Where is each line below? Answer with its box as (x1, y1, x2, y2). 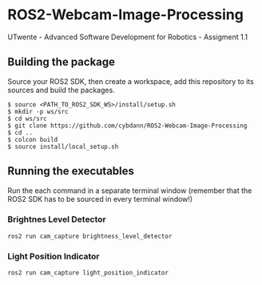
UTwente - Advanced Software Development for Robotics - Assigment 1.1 (7, 32, 248, 42)
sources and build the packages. (7, 85, 115, 94)
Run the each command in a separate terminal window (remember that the (7, 186, 252, 195)
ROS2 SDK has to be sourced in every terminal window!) (7, 194, 193, 203)
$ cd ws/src (7, 114, 47, 122)
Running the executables (7, 164, 135, 178)
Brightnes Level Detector (7, 214, 107, 225)
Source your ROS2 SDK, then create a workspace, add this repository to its (7, 76, 255, 86)
